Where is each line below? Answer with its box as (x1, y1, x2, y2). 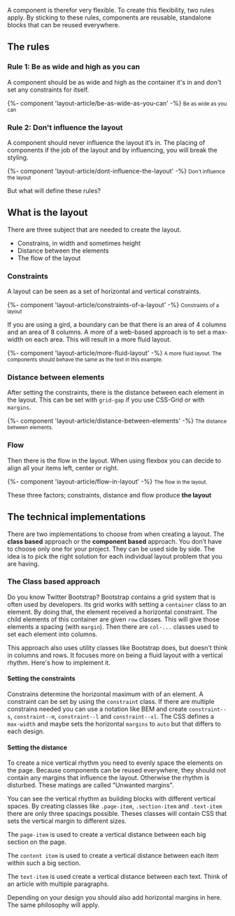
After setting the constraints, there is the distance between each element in (7, 388, 225, 397)
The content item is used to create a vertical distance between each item (7, 852, 219, 860)
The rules (7, 41, 50, 53)
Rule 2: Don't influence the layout (7, 122, 123, 132)
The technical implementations (7, 511, 146, 523)
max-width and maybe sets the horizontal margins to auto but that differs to (7, 720, 222, 728)
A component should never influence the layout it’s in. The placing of (7, 138, 206, 146)
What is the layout (7, 206, 88, 219)
